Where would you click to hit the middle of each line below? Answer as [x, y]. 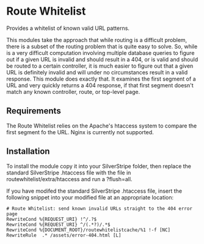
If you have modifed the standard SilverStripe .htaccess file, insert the [94, 191]
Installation [28, 152]
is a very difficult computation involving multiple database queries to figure [100, 52]
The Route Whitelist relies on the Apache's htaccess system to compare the [102, 126]
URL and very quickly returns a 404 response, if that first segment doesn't [100, 85]
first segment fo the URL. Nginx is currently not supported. [80, 132]
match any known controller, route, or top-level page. [73, 91]
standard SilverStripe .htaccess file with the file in [69, 173]
